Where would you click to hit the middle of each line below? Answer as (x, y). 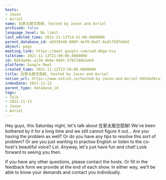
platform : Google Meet (28, 65)
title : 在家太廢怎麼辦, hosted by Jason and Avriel (57, 74)
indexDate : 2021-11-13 (28, 83)
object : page (19, 46)
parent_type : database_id (32, 88)
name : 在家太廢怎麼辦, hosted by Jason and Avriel (56, 23)
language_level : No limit (32, 33)
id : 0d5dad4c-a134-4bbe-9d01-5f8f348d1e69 (49, 60)
